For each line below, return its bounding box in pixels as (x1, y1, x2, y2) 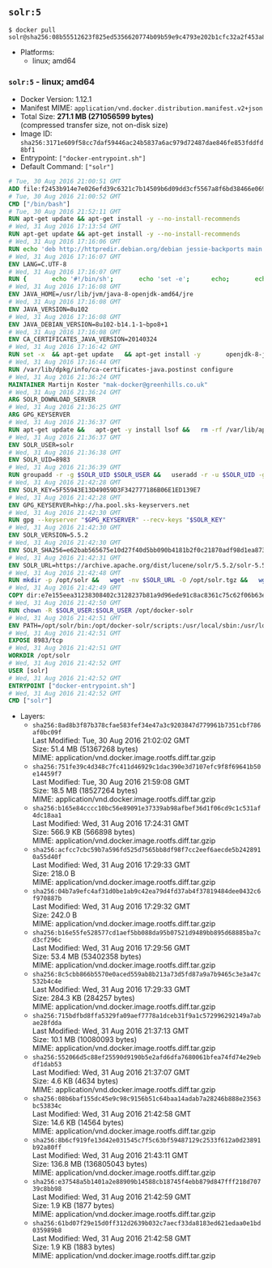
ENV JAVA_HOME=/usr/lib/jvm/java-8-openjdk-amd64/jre (8, 291, 194, 299)
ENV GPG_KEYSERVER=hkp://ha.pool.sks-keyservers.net (8, 501, 190, 509)
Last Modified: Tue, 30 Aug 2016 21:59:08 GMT (32, 777, 190, 787)
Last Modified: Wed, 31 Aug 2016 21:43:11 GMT (32, 1151, 189, 1160)
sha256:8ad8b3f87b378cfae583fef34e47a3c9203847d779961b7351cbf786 (32, 721, 261, 730)
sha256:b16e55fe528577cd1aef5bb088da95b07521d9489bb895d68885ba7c (32, 929, 261, 938)
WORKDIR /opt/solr (8, 652, 70, 660)
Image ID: (19, 129, 53, 138)
